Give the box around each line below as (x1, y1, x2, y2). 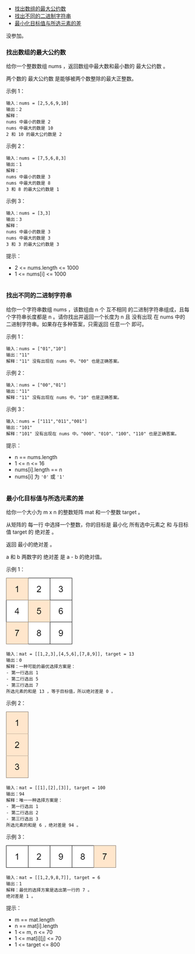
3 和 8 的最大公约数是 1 (6, 186, 60, 192)
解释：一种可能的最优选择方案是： (6, 663, 76, 670)
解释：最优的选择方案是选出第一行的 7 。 (6, 887, 92, 893)
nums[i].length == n (14, 466, 62, 473)
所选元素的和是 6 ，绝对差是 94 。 (6, 822, 81, 828)
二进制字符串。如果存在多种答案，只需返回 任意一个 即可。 (6, 320, 147, 327)
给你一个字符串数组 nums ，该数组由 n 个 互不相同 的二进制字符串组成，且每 (6, 305, 190, 313)
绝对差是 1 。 (6, 893, 36, 899)
